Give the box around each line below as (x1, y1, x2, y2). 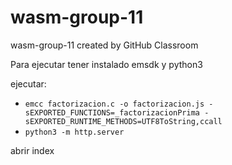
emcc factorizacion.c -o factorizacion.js (24, 99, 205, 109)
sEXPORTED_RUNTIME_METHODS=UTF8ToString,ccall (24, 116, 223, 126)
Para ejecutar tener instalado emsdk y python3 (10, 58, 203, 70)
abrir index (10, 144, 55, 156)
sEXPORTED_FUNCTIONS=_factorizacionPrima (24, 107, 200, 118)
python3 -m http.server (24, 127, 125, 137)
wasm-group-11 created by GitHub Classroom (10, 39, 199, 51)
